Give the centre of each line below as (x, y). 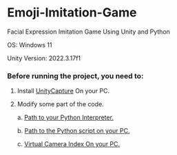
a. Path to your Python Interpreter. (65, 117)
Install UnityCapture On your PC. (63, 91)
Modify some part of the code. (61, 104)
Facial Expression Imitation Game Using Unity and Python (89, 32)
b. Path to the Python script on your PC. (73, 131)
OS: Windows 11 (30, 45)
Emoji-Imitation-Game (72, 13)
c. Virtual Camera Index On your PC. (69, 144)
